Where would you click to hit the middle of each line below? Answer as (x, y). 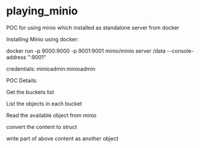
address (16, 57)
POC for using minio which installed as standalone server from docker (93, 28)
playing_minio (42, 11)
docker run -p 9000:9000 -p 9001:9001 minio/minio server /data (86, 51)
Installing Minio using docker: (43, 39)
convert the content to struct (42, 126)
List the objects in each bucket (44, 104)
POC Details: (22, 80)
